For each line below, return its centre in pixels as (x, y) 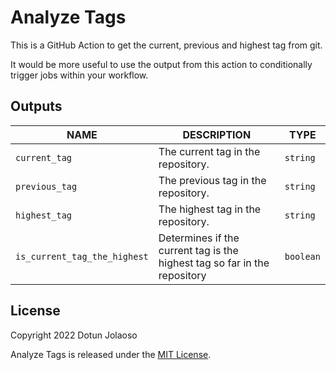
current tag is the (198, 250)
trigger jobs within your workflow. (79, 75)
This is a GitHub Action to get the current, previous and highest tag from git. (166, 45)
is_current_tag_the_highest (82, 256)
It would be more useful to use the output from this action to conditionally (161, 64)
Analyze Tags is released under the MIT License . (111, 354)
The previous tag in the (212, 180)
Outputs (36, 106)
